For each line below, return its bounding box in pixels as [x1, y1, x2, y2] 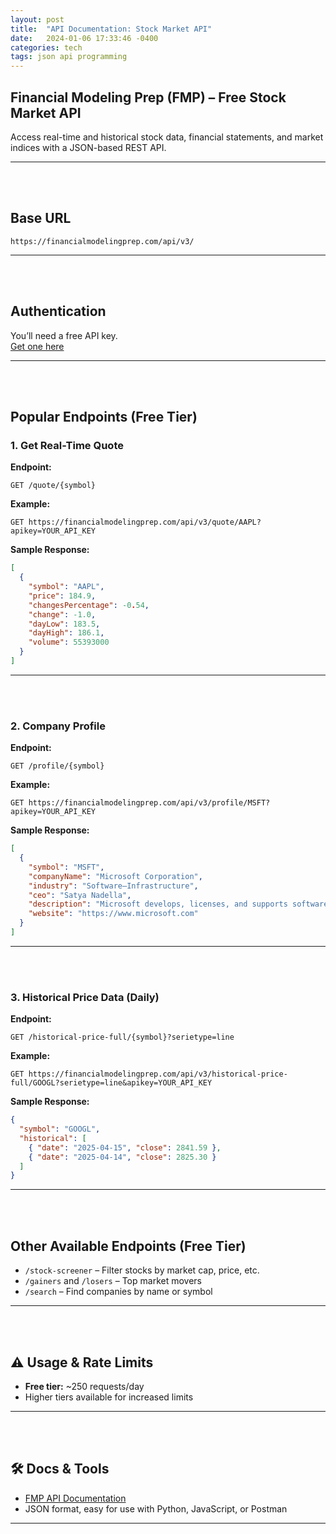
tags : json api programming [10, 52, 128, 62]
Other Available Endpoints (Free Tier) [10, 1237, 247, 1255]
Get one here [10, 340, 65, 352]
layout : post [10, 14, 65, 25]
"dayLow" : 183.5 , [28, 619, 101, 629]
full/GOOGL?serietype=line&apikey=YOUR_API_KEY [10, 1078, 213, 1088]
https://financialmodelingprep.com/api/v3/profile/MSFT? [28, 798, 271, 808]
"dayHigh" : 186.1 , [28, 628, 105, 638]
